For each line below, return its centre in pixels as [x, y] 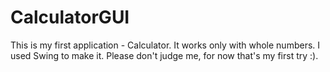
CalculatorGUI [70, 17]
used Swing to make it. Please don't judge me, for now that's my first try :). [164, 55]
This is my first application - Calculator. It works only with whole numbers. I [165, 45]
